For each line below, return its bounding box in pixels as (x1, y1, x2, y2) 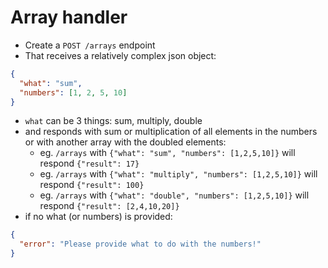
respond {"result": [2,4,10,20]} (39, 200, 180, 212)
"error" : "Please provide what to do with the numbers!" (19, 239, 262, 250)
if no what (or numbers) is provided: (24, 211, 173, 223)
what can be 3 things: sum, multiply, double (24, 115, 203, 127)
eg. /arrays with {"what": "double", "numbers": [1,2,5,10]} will (39, 189, 310, 201)
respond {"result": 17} (39, 157, 140, 170)
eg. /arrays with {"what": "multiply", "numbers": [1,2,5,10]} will (39, 168, 318, 180)
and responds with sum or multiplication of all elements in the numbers (24, 126, 318, 138)
